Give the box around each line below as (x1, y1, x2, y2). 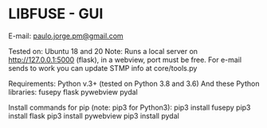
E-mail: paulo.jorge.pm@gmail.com (8, 31, 124, 41)
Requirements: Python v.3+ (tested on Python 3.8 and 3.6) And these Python (8, 79, 260, 88)
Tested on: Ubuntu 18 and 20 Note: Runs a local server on (8, 46, 198, 56)
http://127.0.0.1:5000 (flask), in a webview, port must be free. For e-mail (8, 55, 241, 64)
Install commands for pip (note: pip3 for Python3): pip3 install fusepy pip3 (8, 103, 251, 112)
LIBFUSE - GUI (8, 5, 104, 23)
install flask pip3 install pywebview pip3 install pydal (8, 111, 179, 120)
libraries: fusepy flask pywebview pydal (8, 87, 138, 96)
